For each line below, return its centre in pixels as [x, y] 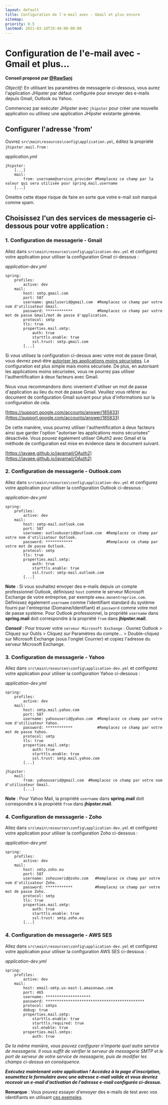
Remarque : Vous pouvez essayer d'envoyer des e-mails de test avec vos [81, 1092]
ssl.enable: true [50, 1028]
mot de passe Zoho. [26, 892]
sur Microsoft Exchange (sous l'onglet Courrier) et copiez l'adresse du [78, 638]
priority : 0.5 [20, 24]
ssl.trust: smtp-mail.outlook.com [68, 573]
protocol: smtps [40, 1005]
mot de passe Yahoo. [27, 732]
